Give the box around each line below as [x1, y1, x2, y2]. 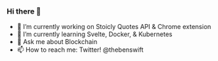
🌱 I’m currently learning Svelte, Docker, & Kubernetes [16, 30, 173, 38]
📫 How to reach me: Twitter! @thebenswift [16, 45, 143, 54]
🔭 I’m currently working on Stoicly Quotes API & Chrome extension [16, 23, 212, 31]
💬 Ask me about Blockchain [16, 38, 97, 46]
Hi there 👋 [6, 6, 42, 16]
